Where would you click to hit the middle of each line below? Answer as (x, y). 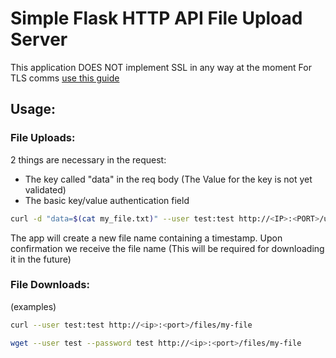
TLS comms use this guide (65, 78)
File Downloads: (50, 285)
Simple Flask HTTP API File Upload (156, 18)
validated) (45, 189)
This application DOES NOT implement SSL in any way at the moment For (161, 67)
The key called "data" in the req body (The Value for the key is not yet (168, 179)
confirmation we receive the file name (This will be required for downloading (167, 248)
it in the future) (41, 259)
